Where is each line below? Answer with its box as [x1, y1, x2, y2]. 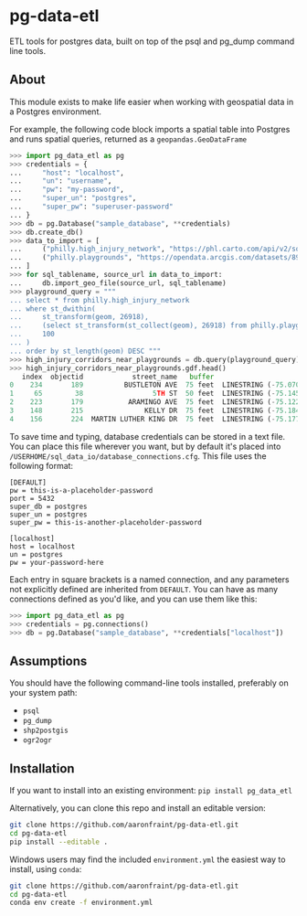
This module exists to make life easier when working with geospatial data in [9, 96, 294, 107]
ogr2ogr [22, 736, 52, 745]
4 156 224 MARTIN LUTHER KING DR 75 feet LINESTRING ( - [9, 414, 276, 423]
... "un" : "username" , [9, 176, 112, 186]
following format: [9, 460, 74, 471]
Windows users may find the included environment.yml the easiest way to [9, 854, 286, 865]
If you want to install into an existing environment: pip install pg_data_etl [9, 785, 292, 795]
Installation [9, 761, 75, 776]
